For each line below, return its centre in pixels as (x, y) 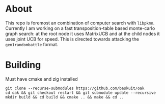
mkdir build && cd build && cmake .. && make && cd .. (65, 97)
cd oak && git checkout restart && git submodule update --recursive (81, 93)
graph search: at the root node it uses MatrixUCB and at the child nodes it (82, 33)
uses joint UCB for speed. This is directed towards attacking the (72, 39)
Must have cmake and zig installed (42, 79)
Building (23, 65)
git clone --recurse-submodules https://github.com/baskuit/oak (75, 88)
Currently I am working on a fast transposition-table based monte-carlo (80, 28)
